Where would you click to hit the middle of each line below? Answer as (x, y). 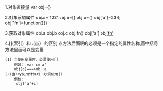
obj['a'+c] (27, 84)
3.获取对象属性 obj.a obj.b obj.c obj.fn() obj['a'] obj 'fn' (59, 33)
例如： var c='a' (30, 65)
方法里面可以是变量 (24, 49)
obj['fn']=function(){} (26, 23)
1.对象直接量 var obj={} (28, 7)
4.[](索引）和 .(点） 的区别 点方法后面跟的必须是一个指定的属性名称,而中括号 (81, 43)
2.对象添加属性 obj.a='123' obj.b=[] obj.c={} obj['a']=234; (63, 18)
